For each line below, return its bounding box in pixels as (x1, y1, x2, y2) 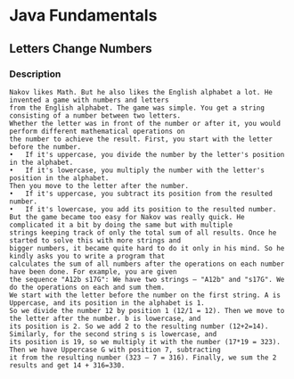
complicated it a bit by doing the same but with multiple (9, 220, 233, 229)
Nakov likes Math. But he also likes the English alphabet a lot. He (9, 87, 274, 96)
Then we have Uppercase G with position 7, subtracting (9, 345, 221, 354)
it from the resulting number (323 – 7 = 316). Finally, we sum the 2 (9, 353, 277, 362)
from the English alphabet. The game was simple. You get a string (9, 103, 265, 112)
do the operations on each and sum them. (9, 283, 166, 292)
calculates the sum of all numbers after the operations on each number (9, 260, 285, 268)
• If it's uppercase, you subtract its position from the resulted (9, 189, 274, 198)
